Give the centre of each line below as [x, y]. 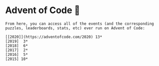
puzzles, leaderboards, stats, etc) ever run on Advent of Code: [75, 28]
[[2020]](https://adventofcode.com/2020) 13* [54, 37]
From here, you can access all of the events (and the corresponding [80, 24]
